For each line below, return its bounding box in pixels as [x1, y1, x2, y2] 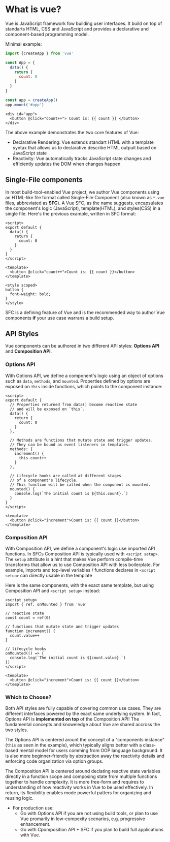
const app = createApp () [5, 98, 58, 103]
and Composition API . [5, 348, 52, 354]
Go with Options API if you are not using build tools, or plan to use [20, 810, 158, 817]
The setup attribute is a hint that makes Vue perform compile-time [5, 556, 143, 562]
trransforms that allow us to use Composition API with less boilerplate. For [5, 562, 160, 568]
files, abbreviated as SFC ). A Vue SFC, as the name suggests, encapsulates [5, 200, 163, 206]
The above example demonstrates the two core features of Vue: [5, 129, 139, 135]
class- [143, 742, 156, 748]
